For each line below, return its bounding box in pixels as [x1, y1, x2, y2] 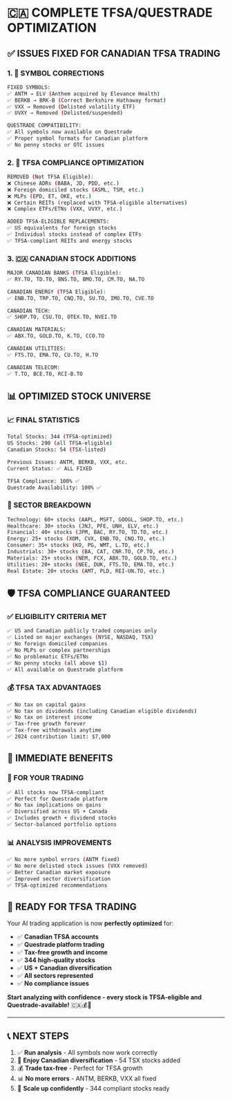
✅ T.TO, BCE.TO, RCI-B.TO [7, 370, 83, 378]
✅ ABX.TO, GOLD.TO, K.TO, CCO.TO [7, 333, 105, 340]
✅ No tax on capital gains [7, 701, 86, 708]
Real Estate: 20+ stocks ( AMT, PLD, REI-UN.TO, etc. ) [7, 567, 166, 575]
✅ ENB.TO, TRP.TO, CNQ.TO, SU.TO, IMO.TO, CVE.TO [7, 295, 154, 302]
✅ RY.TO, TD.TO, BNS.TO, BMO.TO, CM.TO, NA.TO [7, 275, 145, 283]
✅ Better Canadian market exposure [7, 869, 111, 876]
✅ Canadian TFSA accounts [17, 932, 99, 941]
